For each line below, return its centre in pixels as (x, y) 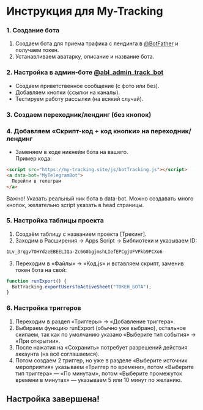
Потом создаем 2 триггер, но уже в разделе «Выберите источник (101, 360)
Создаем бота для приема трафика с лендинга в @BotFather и (97, 43)
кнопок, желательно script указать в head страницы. (75, 205)
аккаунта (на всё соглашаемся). (57, 354)
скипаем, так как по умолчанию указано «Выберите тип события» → (105, 334)
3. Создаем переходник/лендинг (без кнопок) (79, 114)
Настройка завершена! (53, 399)
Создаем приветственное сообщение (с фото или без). (87, 86)
